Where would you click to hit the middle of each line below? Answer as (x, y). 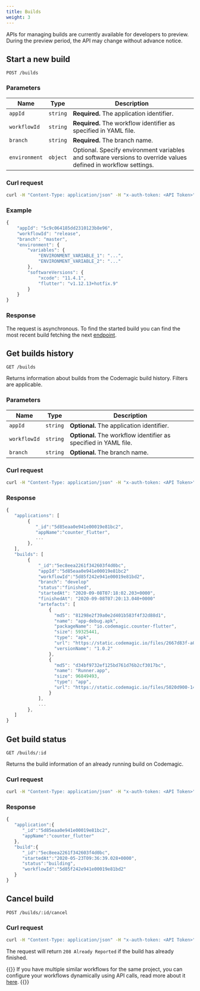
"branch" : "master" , (42, 239)
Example (19, 210)
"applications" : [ (37, 515)
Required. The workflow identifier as (124, 123)
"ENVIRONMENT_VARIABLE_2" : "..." (79, 262)
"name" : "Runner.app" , (82, 671)
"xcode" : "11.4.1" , (62, 278)
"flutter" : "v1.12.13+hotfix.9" (78, 284)
